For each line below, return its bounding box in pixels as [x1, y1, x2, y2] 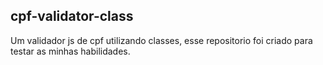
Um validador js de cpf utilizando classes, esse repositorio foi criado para [10, 34, 313, 46]
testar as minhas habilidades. [10, 45, 131, 57]
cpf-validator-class [10, 8, 134, 25]
